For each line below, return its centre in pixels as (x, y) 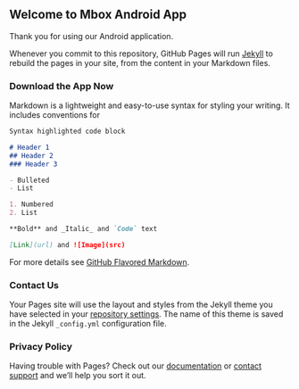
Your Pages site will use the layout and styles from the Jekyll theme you (141, 305)
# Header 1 (29, 147)
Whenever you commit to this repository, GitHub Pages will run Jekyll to (141, 54)
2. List (24, 213)
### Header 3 (33, 164)
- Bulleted (29, 180)
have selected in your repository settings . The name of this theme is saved (146, 314)
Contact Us (34, 285)
